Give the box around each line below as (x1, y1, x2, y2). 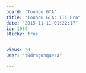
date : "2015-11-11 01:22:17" (6, 20, 78, 26)
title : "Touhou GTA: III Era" (6, 14, 81, 20)
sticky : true (6, 31, 39, 37)
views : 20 (6, 47, 31, 53)
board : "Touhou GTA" (6, 8, 58, 15)
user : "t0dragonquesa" (6, 53, 62, 59)
